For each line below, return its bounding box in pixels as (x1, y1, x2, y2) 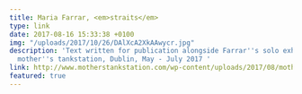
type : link (9, 21, 50, 30)
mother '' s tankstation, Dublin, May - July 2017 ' (17, 55, 211, 64)
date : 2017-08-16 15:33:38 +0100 (9, 30, 135, 38)
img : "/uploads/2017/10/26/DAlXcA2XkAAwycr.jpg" (9, 38, 195, 47)
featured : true (9, 72, 67, 81)
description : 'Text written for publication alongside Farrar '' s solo (9, 47, 280, 56)
